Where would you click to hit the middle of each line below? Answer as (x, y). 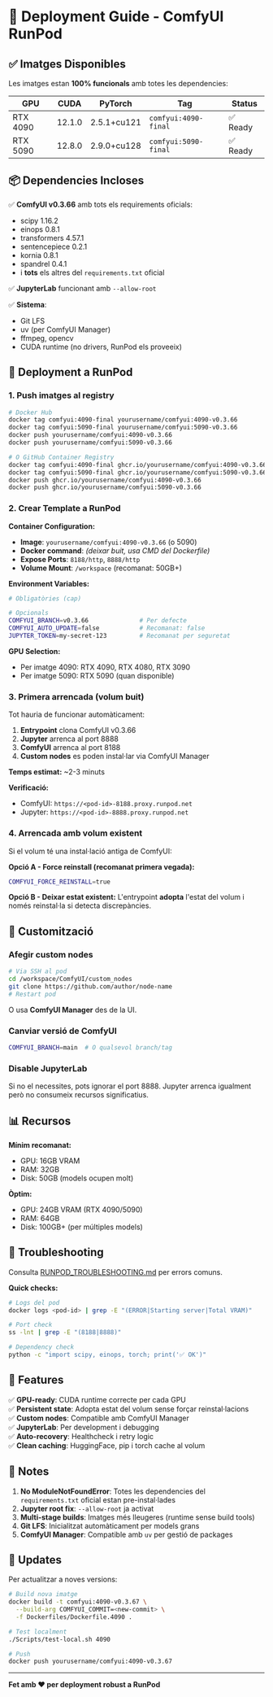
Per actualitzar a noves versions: (63, 1579)
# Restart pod (32, 994)
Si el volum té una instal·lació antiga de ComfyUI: (90, 851)
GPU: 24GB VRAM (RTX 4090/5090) (82, 1209)
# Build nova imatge (43, 1594)
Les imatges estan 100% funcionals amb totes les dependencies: (119, 83)
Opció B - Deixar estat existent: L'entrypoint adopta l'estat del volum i (127, 897)
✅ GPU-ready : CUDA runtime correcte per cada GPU (97, 1399)
